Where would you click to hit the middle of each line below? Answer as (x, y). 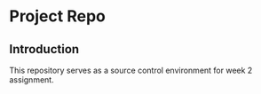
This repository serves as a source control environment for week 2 (131, 70)
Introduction (44, 49)
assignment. (32, 80)
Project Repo (58, 16)
